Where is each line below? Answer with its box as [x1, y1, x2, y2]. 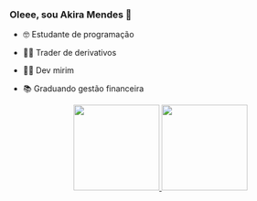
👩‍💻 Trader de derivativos [22, 48, 117, 58]
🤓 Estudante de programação [22, 29, 134, 40]
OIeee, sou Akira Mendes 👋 [9, 8, 133, 21]
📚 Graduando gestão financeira [22, 83, 145, 94]
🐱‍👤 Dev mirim [22, 65, 75, 76]
